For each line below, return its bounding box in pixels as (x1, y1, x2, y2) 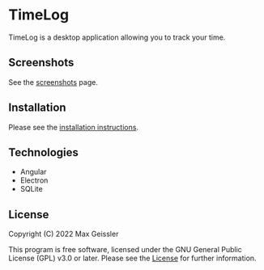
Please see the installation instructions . (8, 122, 139, 132)
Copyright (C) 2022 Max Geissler (8, 229, 119, 239)
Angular (19, 167, 47, 177)
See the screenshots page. (8, 77, 99, 86)
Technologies (8, 146, 79, 159)
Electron (19, 175, 49, 185)
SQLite (19, 184, 43, 194)
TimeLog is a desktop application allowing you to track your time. (8, 32, 226, 42)
